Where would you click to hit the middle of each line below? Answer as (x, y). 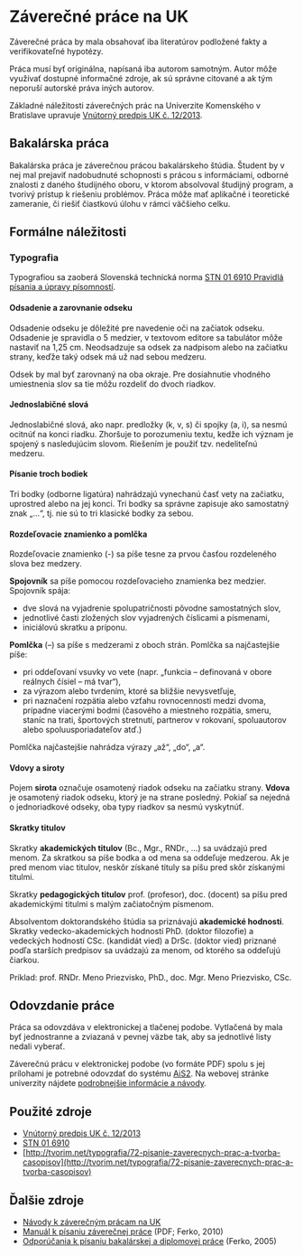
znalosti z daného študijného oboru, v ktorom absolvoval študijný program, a (151, 184)
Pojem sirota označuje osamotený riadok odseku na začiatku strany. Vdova (150, 788)
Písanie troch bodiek (49, 474)
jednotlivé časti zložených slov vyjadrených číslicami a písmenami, (146, 618)
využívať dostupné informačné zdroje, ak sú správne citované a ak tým (141, 78)
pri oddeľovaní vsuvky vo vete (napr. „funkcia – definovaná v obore (147, 672)
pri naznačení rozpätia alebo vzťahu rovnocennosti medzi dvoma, (144, 701)
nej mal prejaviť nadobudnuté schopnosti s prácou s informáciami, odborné (149, 174)
